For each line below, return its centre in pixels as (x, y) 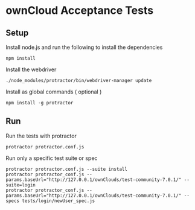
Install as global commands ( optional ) (54, 92)
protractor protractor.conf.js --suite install (67, 169)
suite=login (21, 185)
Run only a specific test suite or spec (52, 158)
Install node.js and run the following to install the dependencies (84, 47)
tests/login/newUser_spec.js (58, 201)
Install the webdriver (31, 69)
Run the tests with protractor (41, 136)
